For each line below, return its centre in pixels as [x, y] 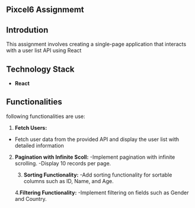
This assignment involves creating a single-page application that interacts [96, 44]
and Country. [31, 199]
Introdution [27, 30]
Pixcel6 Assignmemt [45, 10]
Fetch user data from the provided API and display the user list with [97, 139]
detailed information [39, 145]
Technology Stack [40, 69]
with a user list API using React [44, 50]
